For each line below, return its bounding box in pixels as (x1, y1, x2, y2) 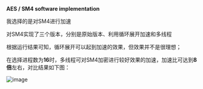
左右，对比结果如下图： (12, 64, 70, 71)
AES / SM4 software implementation (6, 5, 100, 12)
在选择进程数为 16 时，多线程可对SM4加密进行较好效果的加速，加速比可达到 (6, 56, 194, 63)
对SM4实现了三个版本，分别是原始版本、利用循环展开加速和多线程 (6, 30, 172, 38)
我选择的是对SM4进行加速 (6, 18, 72, 25)
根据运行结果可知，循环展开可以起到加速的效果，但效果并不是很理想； (6, 44, 182, 50)
